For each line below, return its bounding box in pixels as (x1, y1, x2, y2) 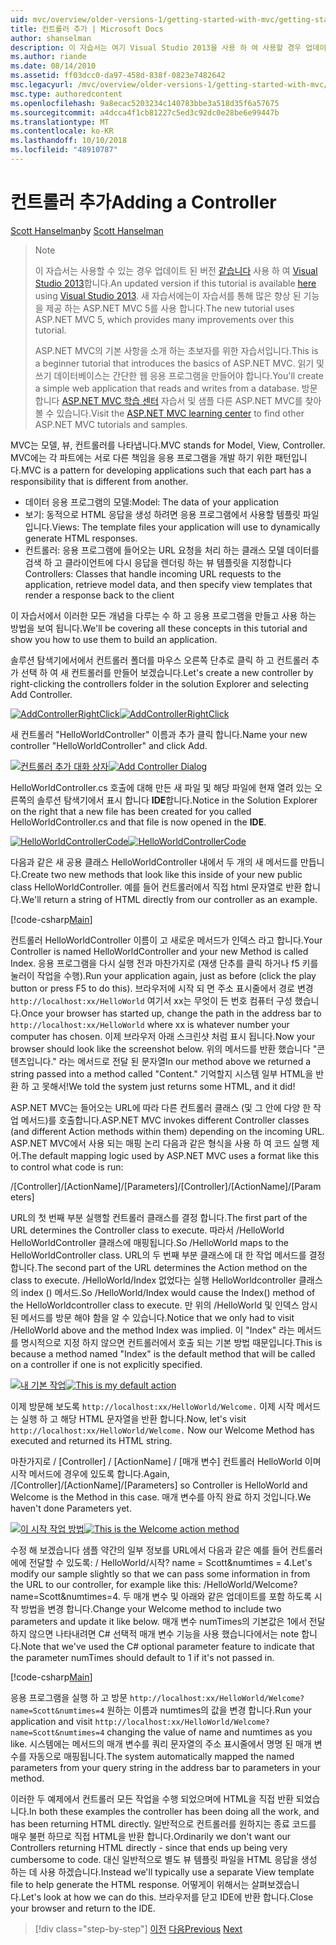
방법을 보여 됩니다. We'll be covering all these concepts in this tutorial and (10, 622, 308, 634)
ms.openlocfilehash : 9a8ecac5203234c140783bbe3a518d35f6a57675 (10, 98, 280, 108)
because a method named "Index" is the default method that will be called (10, 1347, 316, 1360)
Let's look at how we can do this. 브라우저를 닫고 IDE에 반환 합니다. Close (20, 1891, 314, 1903)
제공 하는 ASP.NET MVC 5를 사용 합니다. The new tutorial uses (45, 302, 295, 314)
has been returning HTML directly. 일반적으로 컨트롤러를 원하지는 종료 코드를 (10, 1817, 317, 1830)
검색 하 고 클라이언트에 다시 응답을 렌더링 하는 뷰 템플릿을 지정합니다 (24, 556, 292, 568)
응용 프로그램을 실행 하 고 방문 (10, 1691, 128, 1703)
